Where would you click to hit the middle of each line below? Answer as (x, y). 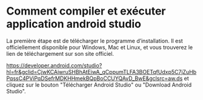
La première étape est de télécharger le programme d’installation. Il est (95, 41)
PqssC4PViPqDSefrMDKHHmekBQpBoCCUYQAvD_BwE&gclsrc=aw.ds (95, 78)
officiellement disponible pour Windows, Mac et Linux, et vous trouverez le (99, 47)
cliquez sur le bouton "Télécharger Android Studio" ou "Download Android (99, 85)
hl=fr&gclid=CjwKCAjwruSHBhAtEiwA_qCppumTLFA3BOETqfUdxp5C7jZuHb (101, 72)
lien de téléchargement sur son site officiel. (60, 53)
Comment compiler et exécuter (86, 11)
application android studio (74, 24)
